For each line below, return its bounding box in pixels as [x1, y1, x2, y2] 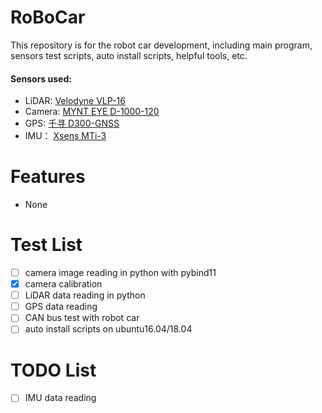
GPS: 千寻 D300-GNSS [24, 117, 120, 130]
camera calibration [24, 278, 103, 290]
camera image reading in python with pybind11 [24, 267, 217, 279]
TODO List [10, 359, 97, 381]
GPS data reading [24, 301, 98, 313]
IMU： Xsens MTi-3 [24, 130, 107, 142]
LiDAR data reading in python [24, 289, 146, 301]
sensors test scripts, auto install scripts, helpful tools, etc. [10, 49, 248, 61]
